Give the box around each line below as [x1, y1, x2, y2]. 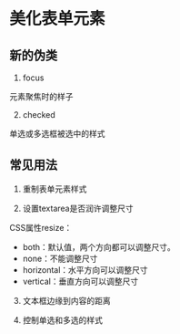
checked [22, 110, 56, 120]
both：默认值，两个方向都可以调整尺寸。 [22, 241, 175, 252]
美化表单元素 [9, 8, 106, 29]
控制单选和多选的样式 [22, 314, 103, 325]
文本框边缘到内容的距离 [22, 295, 111, 306]
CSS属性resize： [9, 222, 73, 233]
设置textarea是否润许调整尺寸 [22, 203, 134, 214]
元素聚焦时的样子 [9, 91, 74, 101]
